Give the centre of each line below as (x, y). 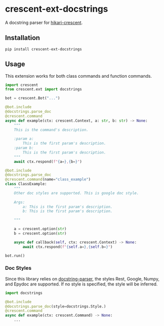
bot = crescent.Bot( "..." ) (33, 98)
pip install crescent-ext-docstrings (44, 49)
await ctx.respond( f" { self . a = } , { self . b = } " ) (68, 247)
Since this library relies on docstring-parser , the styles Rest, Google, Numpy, (82, 279)
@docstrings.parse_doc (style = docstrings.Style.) (56, 306)
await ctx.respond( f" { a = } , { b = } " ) (48, 162)
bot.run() (15, 256)
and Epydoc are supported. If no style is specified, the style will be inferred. (82, 284)
